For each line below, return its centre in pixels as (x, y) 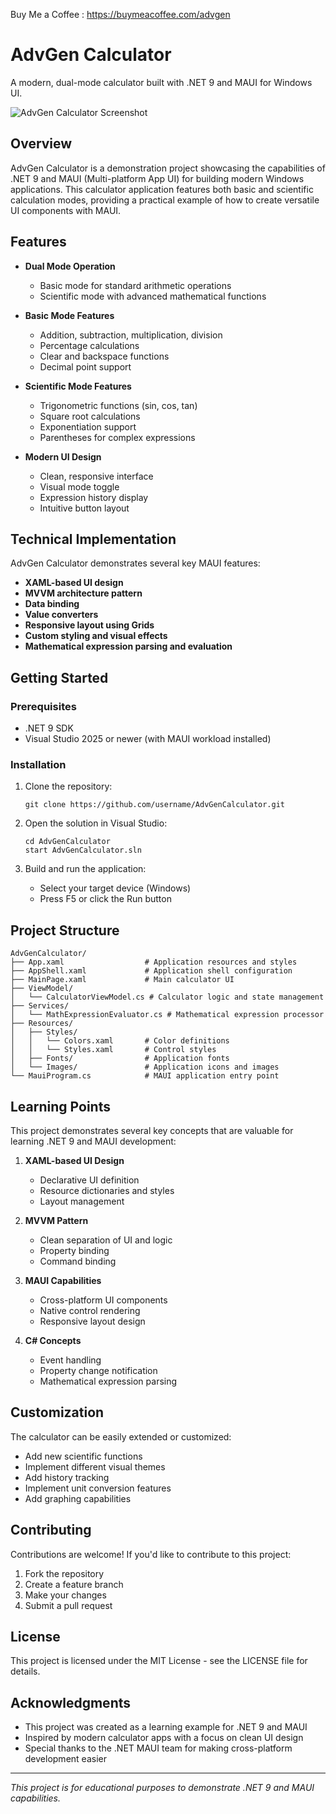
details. (25, 1671)
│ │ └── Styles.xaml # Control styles (113, 1050)
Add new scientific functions (83, 1456)
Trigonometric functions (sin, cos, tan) (118, 405)
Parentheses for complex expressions (117, 437)
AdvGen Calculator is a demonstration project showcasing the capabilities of (168, 168)
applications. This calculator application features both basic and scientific (162, 189)
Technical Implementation (93, 539)
